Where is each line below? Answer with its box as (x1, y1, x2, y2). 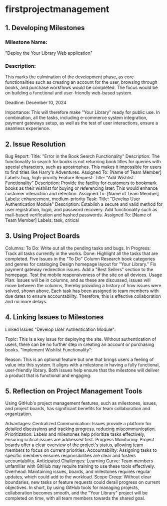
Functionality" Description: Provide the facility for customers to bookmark (5, 180, 157, 186)
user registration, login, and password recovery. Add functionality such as (5, 206, 157, 212)
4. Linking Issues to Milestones (5, 313, 104, 322)
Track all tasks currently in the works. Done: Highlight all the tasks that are (5, 250, 158, 257)
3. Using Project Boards (5, 232, 80, 240)
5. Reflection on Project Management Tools (5, 387, 142, 395)
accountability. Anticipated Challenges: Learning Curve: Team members (5, 458, 153, 464)
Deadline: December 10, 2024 (5, 99, 66, 106)
